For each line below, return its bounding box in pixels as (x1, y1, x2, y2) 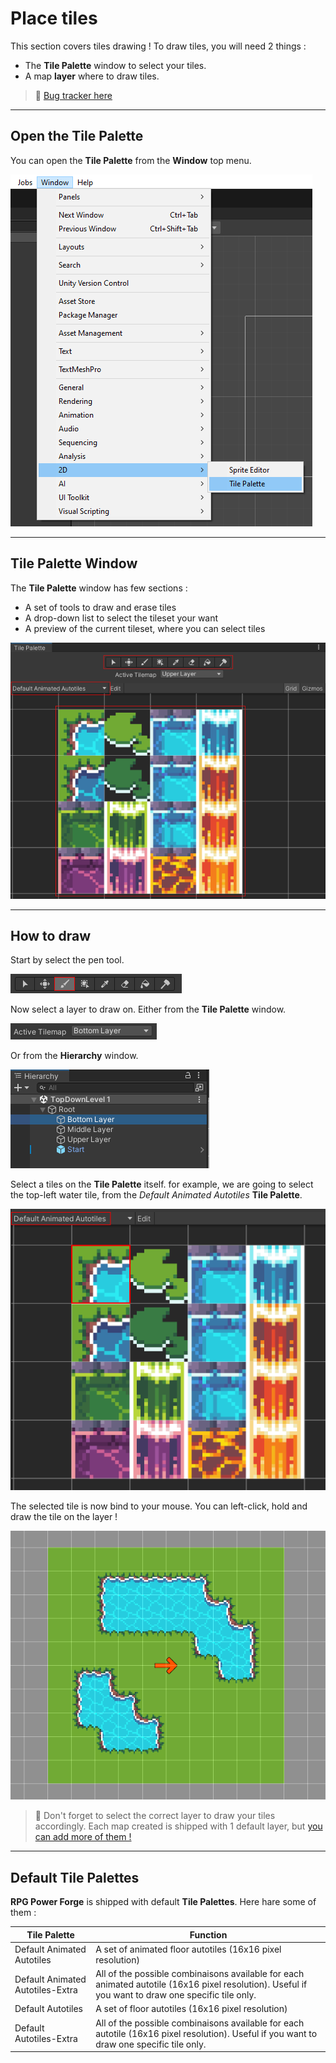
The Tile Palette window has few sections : (10, 582, 188, 594)
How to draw (10, 928, 91, 945)
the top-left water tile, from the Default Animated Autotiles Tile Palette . (10, 1189, 303, 1201)
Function (189, 1928, 228, 1941)
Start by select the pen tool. (10, 954, 125, 966)
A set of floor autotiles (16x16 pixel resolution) (95, 2003, 288, 2015)
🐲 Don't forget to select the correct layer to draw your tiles (34, 1810, 276, 1822)
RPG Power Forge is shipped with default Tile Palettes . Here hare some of (10, 1896, 317, 1908)
